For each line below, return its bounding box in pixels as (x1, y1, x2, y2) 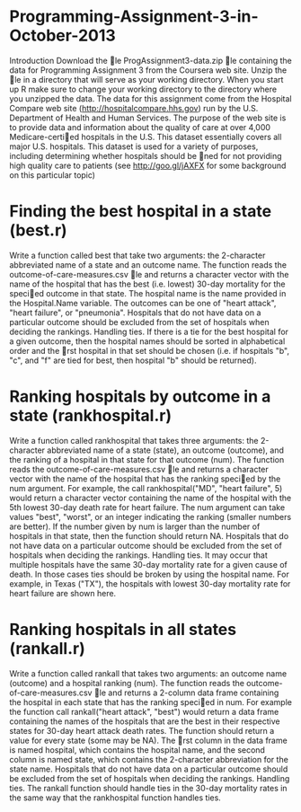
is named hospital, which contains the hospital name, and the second (9, 744, 265, 755)
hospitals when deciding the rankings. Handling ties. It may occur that (9, 550, 268, 560)
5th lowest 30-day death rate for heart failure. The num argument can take (9, 501, 286, 513)
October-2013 (9, 25, 117, 46)
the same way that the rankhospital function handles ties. (9, 792, 222, 803)
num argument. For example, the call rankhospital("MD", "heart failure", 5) (9, 482, 283, 493)
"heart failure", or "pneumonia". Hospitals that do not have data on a (9, 307, 261, 318)
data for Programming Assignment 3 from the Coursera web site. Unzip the (9, 65, 288, 75)
